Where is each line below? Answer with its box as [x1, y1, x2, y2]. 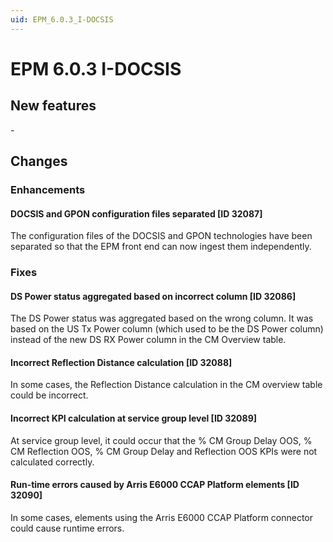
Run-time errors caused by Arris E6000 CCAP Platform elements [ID [10, 479, 300, 491]
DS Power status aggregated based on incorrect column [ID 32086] [10, 290, 297, 302]
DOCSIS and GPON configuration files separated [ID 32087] [10, 207, 263, 220]
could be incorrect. [10, 389, 89, 401]
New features [10, 97, 97, 115]
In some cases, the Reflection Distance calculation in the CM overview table [10, 379, 323, 391]
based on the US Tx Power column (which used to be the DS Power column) [10, 323, 324, 335]
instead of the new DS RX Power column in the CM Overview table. [10, 334, 287, 346]
